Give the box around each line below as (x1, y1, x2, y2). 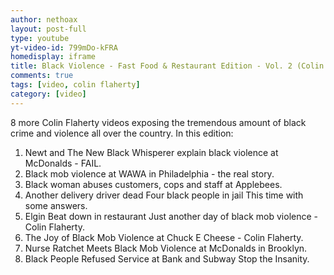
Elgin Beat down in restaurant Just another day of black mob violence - (24, 210, 319, 222)
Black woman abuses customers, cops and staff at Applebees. (24, 178, 283, 190)
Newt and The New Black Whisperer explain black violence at (24, 146, 279, 158)
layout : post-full (10, 24, 87, 34)
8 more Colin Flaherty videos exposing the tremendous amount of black (10, 116, 307, 128)
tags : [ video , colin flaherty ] (10, 80, 141, 90)
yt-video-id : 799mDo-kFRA (10, 42, 118, 53)
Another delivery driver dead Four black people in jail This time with (24, 189, 304, 201)
